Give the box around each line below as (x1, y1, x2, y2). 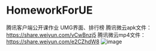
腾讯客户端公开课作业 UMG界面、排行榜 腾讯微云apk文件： (6, 24, 152, 31)
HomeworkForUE (6, 4, 93, 17)
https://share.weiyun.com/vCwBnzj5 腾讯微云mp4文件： (6, 31, 146, 39)
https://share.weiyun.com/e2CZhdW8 (6, 38, 100, 45)
